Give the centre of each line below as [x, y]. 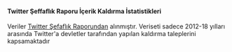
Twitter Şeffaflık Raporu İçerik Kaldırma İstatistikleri [84, 11]
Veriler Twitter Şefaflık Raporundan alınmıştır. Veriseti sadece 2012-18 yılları [116, 26]
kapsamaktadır [29, 41]
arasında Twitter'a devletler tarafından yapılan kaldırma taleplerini [102, 34]
